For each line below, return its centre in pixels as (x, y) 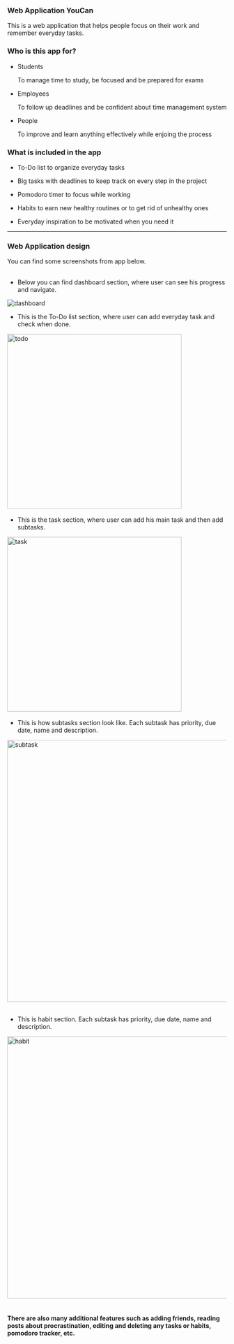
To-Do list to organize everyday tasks (71, 167)
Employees (33, 94)
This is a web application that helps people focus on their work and (103, 26)
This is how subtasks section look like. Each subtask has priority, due (117, 723)
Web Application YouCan (50, 10)
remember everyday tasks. (46, 33)
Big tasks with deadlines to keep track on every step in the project (112, 181)
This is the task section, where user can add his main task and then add (120, 520)
